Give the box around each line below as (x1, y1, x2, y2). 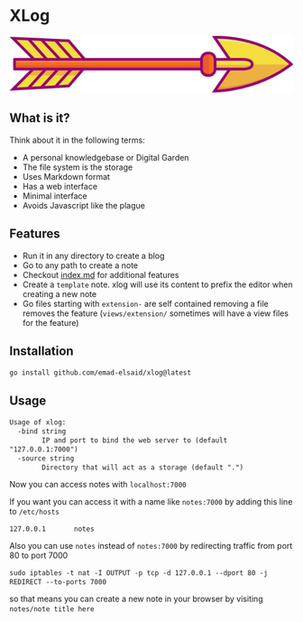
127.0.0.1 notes (9, 525, 95, 534)
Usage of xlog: (9, 418, 67, 427)
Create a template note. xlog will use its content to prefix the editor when (22, 279, 293, 290)
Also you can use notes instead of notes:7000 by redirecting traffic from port (9, 541, 293, 552)
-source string (17, 454, 75, 463)
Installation (9, 343, 74, 358)
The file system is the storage (22, 162, 133, 172)
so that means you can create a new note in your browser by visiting (9, 593, 263, 605)
